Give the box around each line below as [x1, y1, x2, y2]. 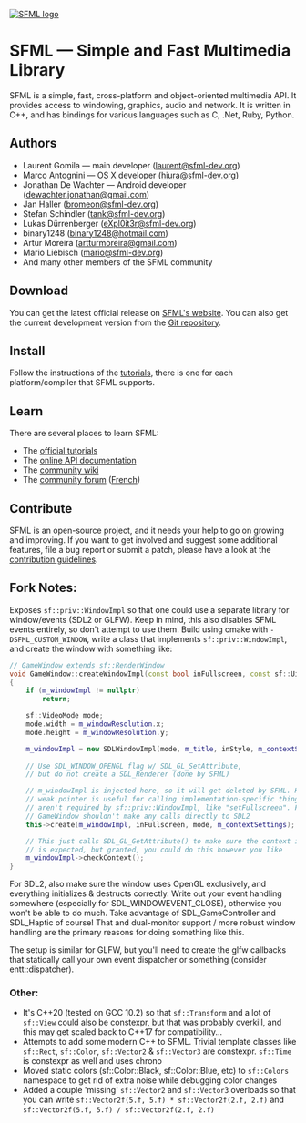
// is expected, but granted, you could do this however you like [25, 845, 283, 854]
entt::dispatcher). [9, 964, 75, 975]
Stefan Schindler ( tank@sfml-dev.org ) [22, 208, 166, 219]
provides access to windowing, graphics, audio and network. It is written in [9, 99, 291, 110]
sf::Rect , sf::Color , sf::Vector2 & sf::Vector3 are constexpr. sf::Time [22, 1046, 292, 1057]
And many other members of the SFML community [22, 256, 213, 268]
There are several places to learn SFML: [9, 428, 159, 439]
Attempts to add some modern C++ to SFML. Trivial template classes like [22, 1036, 297, 1047]
